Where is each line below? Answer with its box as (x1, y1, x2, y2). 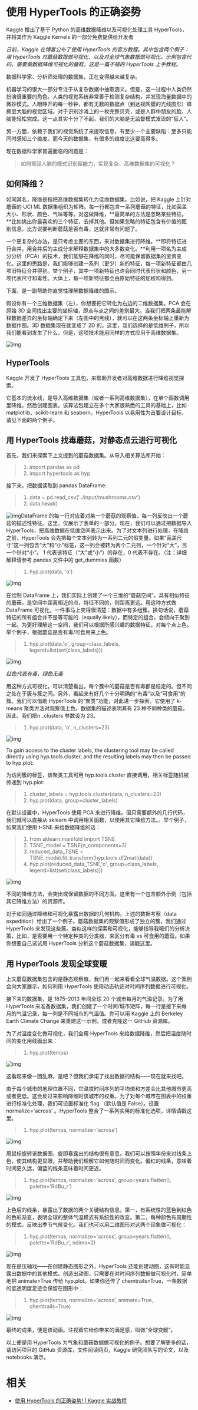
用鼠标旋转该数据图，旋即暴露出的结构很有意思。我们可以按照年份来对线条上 (6, 1150, 192, 1157)
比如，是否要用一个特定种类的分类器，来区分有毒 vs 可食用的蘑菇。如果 (16, 932, 190, 940)
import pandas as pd (29, 464, 80, 471)
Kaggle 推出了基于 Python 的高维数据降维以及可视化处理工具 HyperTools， (6, 26, 187, 33)
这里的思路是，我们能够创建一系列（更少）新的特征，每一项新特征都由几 (16, 260, 192, 267)
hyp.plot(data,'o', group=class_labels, (29, 640, 120, 648)
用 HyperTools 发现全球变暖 (6, 959, 108, 969)
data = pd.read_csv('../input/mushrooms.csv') (29, 494, 140, 501)
